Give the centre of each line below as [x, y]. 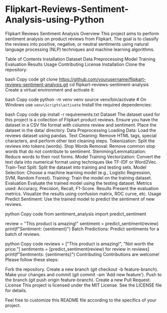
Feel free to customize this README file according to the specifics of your [81, 300]
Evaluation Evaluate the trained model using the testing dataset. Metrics [79, 183]
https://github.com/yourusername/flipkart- [102, 79]
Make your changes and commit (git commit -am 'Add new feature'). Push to [83, 274]
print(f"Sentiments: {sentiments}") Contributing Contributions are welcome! [83, 254]
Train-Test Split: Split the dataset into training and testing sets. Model [76, 167]
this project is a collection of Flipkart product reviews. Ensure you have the [82, 119]
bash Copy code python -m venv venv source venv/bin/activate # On [76, 99]
